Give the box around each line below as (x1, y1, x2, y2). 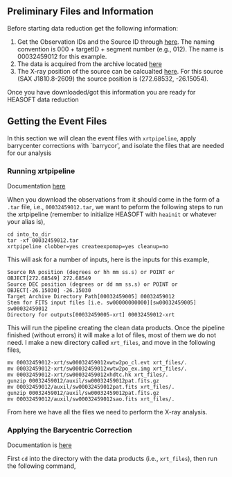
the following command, (7, 462, 76, 470)
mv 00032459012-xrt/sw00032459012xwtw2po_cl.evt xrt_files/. (7, 359, 188, 366)
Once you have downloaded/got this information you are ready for (7, 88, 196, 96)
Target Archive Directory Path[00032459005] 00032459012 (7, 293, 175, 300)
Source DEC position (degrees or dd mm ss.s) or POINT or (7, 281, 178, 288)
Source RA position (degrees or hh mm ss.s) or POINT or (7, 268, 175, 275)
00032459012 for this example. (17, 52, 107, 60)
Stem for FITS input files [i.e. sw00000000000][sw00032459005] (7, 299, 197, 306)
